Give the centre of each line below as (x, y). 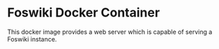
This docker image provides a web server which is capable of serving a (110, 32)
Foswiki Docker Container (84, 13)
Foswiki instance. (32, 39)
